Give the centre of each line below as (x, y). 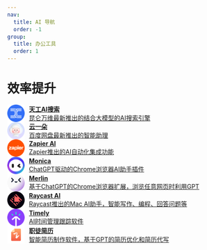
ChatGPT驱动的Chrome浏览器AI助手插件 (86, 169)
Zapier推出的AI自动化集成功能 (72, 152)
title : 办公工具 (35, 44)
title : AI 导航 (34, 22)
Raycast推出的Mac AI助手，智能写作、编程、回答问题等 (108, 204)
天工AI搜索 (44, 109)
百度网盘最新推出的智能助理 (68, 135)
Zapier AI (42, 144)
